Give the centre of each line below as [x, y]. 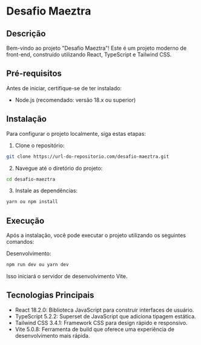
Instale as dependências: [46, 191]
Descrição [26, 34]
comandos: [20, 242]
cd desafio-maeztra [31, 179]
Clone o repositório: [40, 145]
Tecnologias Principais [50, 295]
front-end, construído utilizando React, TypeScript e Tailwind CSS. [89, 55]
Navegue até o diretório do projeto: [59, 168]
